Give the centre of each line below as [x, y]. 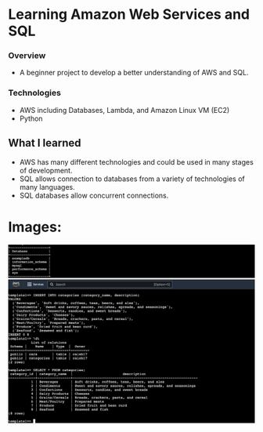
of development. [46, 170]
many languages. [47, 187]
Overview [27, 56]
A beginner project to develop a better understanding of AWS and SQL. [134, 73]
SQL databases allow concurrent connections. [94, 195]
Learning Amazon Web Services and [129, 15]
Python [31, 118]
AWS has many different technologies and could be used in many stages [137, 162]
